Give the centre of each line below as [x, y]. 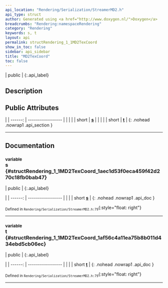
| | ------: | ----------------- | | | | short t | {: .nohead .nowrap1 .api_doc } [79, 264]
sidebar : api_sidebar [28, 51]
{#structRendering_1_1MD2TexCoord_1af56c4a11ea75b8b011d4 [83, 237]
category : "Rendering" [29, 28]
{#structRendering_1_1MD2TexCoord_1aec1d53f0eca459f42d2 [82, 171]
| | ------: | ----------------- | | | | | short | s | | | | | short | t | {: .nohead [77, 120]
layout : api [17, 38]
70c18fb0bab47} [26, 177]
